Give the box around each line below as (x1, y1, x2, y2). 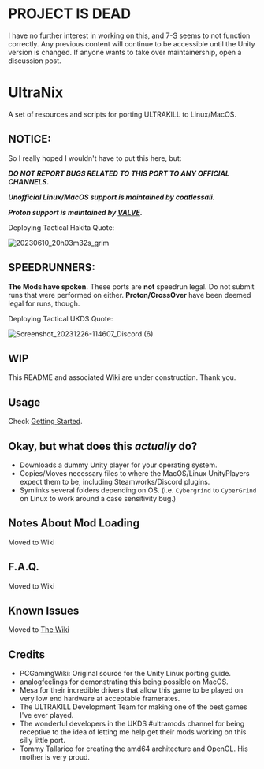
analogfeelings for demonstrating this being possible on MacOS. (19, 677, 229, 686)
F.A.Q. (8, 560, 39, 574)
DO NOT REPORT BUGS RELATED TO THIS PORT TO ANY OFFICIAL (8, 169, 230, 178)
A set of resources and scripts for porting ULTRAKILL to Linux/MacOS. (8, 110, 236, 119)
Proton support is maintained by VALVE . (8, 207, 143, 217)
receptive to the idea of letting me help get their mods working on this (19, 727, 247, 737)
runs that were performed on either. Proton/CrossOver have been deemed (8, 290, 251, 299)
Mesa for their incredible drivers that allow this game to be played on (19, 685, 244, 695)
